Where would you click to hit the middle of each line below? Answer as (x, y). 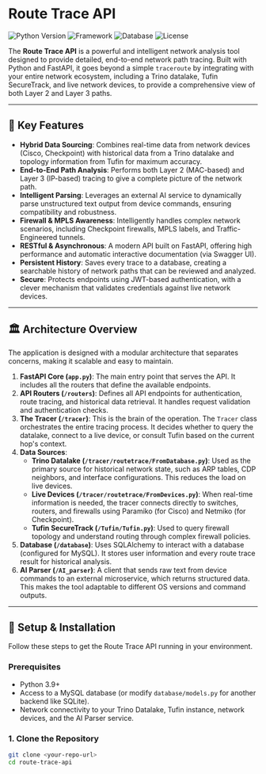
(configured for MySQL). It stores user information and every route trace (137, 553)
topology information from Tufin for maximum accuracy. (111, 161)
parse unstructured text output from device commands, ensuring (125, 204)
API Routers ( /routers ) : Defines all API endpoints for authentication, (131, 393)
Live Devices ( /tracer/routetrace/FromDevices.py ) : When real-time (142, 494)
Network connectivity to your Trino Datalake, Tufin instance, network (132, 709)
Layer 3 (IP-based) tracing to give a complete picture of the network (131, 178)
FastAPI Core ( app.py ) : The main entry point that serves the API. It (127, 376)
